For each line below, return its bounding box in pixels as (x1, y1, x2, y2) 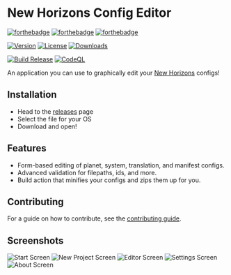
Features (7, 142, 47, 154)
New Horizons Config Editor (7, 5, 172, 21)
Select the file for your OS (17, 114, 92, 123)
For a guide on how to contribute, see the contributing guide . (7, 214, 182, 223)
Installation (7, 89, 57, 101)
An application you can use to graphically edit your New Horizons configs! (7, 68, 221, 77)
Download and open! (17, 122, 78, 131)
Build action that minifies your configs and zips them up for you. (17, 176, 201, 184)
